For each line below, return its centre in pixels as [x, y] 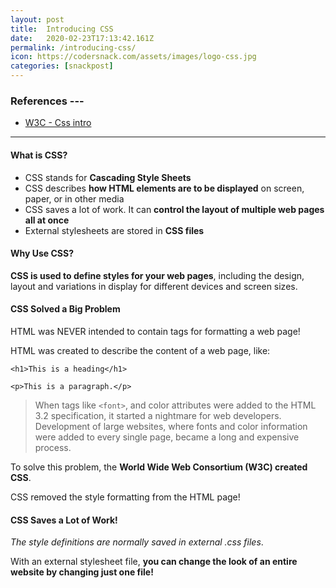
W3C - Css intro [58, 123]
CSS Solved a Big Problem [65, 309]
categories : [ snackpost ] [62, 66]
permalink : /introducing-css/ [73, 47]
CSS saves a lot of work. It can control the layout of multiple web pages [174, 209]
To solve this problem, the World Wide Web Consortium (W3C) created [159, 467]
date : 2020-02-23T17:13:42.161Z [82, 38]
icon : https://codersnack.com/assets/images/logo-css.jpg [133, 57]
